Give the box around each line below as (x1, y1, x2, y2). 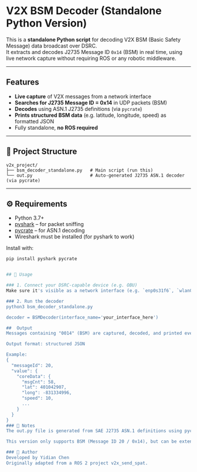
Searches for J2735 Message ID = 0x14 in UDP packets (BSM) (14, 99, 167, 106)
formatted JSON (14, 117, 55, 124)
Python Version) (6, 16, 87, 30)
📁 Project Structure (6, 147, 77, 157)
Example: (6, 352, 28, 358)
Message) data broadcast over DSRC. (6, 42, 97, 49)
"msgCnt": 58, (21, 379, 57, 385)
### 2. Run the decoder (6, 298, 64, 304)
